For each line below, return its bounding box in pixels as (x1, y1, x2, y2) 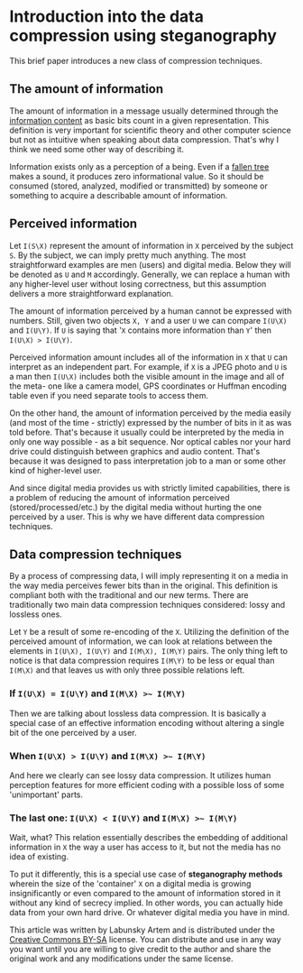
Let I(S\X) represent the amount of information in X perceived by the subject (9, 240, 294, 251)
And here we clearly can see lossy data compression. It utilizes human (9, 769, 271, 781)
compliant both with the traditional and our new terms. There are (9, 590, 250, 601)
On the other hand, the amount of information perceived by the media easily (9, 408, 291, 418)
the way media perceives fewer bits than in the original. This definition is (9, 580, 278, 592)
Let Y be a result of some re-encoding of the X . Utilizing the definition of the (9, 627, 289, 638)
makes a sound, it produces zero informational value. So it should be (9, 170, 264, 181)
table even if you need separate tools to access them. (9, 390, 209, 400)
